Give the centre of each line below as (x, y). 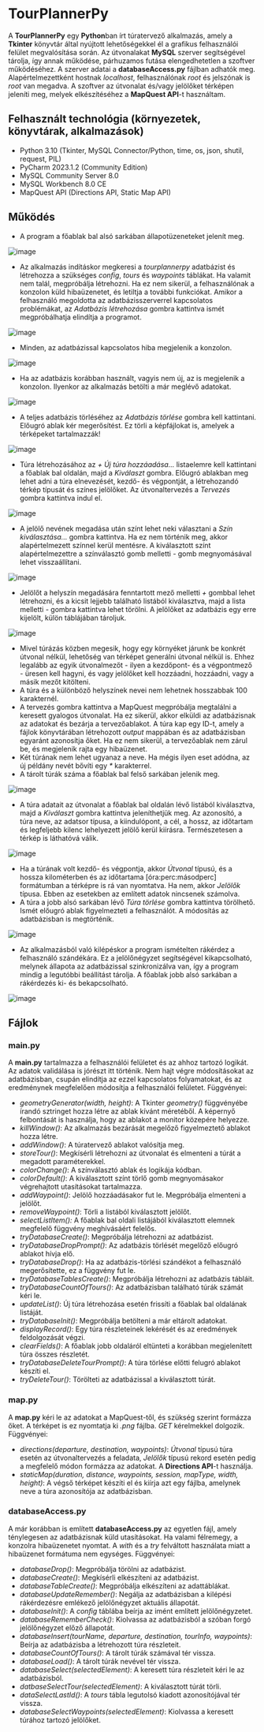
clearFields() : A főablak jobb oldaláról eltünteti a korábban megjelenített (136, 1346)
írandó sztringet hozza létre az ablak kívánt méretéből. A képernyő (127, 1111)
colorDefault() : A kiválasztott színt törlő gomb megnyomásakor (121, 1178)
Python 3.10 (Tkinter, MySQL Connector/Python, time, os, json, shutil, (132, 150)
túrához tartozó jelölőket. (60, 1719)
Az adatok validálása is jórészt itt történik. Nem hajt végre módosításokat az (131, 1071)
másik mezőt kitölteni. (55, 681)
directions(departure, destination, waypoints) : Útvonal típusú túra (126, 1449)
